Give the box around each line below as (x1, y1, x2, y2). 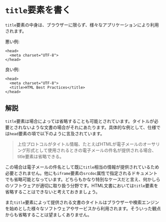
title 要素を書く (5, 4, 71, 16)
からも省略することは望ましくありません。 (5, 212, 92, 218)
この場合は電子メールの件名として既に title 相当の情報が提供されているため (5, 164, 160, 170)
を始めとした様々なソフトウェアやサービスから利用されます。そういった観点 (5, 205, 161, 211)
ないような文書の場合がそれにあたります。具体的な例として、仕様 (22, 124, 157, 130)
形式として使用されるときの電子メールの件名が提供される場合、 (26, 147, 157, 153)
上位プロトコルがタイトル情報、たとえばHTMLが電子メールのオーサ (17, 141, 156, 147)
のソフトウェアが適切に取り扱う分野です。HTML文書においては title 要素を (5, 182, 159, 188)
